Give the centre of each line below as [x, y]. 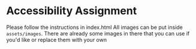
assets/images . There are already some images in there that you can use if [98, 33]
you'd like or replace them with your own [56, 40]
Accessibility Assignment [72, 11]
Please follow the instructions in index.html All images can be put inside [94, 27]
